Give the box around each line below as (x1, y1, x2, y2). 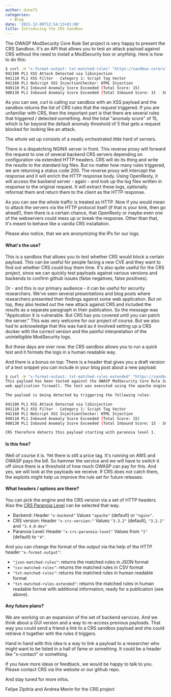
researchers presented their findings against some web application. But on (5, 296, 162, 302)
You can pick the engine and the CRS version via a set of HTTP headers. (5, 497, 157, 503)
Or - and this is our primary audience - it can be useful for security (5, 285, 145, 291)
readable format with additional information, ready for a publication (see (12, 586, 164, 592)
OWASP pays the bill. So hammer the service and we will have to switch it (5, 457, 159, 463)
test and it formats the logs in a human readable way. (5, 349, 117, 355)
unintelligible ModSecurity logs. (5, 334, 72, 340)
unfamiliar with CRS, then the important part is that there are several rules (5, 110, 159, 116)
